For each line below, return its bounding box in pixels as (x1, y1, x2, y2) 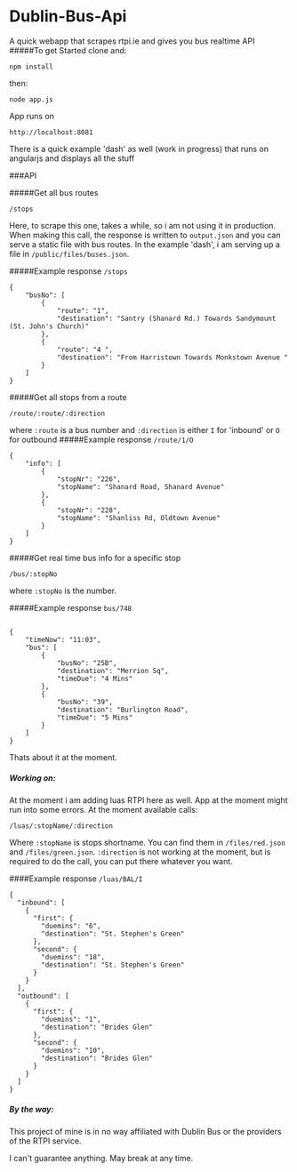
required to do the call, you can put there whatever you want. (9, 855, 233, 866)
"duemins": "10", (41, 1046, 105, 1055)
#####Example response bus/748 (9, 602, 132, 613)
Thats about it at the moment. (9, 751, 117, 762)
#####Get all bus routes (9, 187, 99, 197)
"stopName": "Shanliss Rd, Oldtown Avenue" (56, 513, 221, 522)
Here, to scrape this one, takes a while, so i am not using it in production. (9, 220, 277, 230)
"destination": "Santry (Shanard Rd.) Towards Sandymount (56, 314, 277, 323)
